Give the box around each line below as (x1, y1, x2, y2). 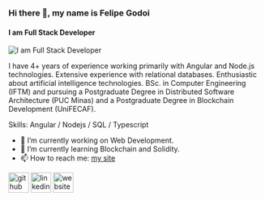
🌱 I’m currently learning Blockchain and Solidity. (19, 144, 180, 154)
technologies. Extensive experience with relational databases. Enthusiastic (8, 70, 258, 79)
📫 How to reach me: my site (19, 153, 116, 163)
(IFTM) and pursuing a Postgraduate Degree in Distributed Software (8, 87, 235, 96)
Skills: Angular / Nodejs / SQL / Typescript (8, 120, 149, 130)
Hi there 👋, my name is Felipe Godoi (8, 7, 150, 19)
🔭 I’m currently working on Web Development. (19, 135, 174, 145)
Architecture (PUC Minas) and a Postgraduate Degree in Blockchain (8, 96, 234, 105)
